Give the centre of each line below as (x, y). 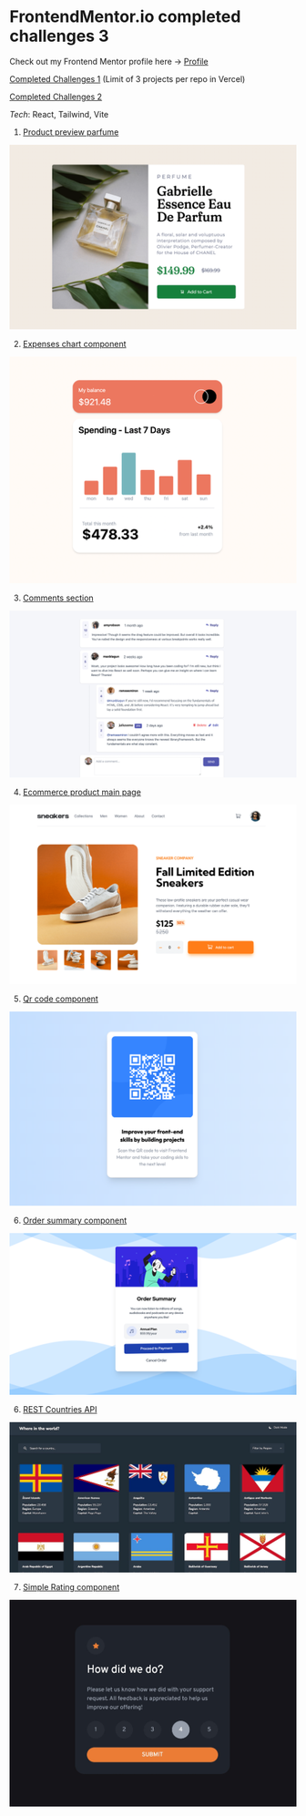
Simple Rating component (71, 1587)
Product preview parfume (71, 132)
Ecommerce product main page (82, 792)
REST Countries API (60, 1409)
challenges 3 (59, 36)
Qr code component (60, 999)
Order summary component (75, 1221)
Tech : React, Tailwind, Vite (59, 114)
